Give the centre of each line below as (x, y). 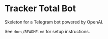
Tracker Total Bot (40, 9)
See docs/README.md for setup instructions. (47, 31)
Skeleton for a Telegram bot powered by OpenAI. (54, 22)
